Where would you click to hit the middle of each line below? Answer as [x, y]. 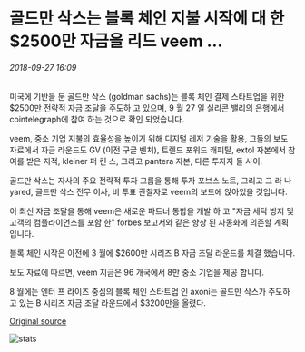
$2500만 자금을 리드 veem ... [116, 41]
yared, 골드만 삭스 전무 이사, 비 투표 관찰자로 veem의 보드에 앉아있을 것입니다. [148, 192]
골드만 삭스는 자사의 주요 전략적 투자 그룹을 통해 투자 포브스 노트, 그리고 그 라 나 [151, 181]
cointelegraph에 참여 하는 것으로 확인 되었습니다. [97, 120]
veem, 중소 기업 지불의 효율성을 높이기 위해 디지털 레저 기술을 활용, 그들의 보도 [149, 139]
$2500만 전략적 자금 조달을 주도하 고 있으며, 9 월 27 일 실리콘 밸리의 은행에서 [147, 108]
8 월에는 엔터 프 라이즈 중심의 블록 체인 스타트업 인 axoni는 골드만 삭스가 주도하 [150, 292]
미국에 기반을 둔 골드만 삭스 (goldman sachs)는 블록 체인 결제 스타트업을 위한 [147, 97]
